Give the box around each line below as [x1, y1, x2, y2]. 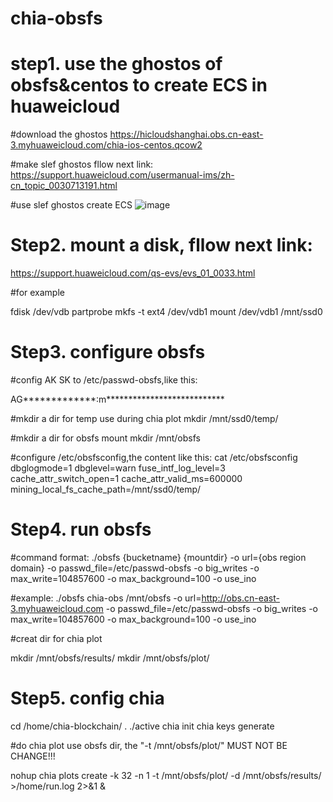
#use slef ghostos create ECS [10, 199, 133, 211]
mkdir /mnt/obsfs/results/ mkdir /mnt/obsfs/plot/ [10, 652, 210, 664]
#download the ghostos [10, 128, 108, 141]
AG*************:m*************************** [10, 393, 225, 405]
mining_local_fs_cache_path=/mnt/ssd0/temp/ [10, 483, 202, 495]
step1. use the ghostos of [10, 53, 223, 76]
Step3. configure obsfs [10, 341, 206, 364]
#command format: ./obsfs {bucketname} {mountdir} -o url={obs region [10, 551, 307, 563]
